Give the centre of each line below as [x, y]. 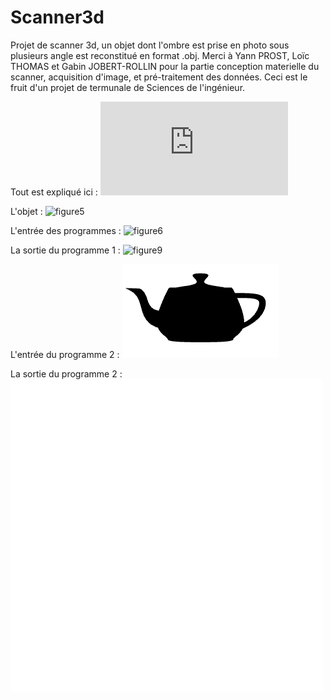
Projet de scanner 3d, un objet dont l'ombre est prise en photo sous [150, 45]
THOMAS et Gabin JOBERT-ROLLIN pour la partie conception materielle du [165, 66]
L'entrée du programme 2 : [65, 354]
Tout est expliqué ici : [54, 192]
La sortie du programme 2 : [66, 373]
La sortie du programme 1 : [65, 250]
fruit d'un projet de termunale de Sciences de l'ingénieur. [128, 87]
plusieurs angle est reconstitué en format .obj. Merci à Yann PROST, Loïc [160, 55]
